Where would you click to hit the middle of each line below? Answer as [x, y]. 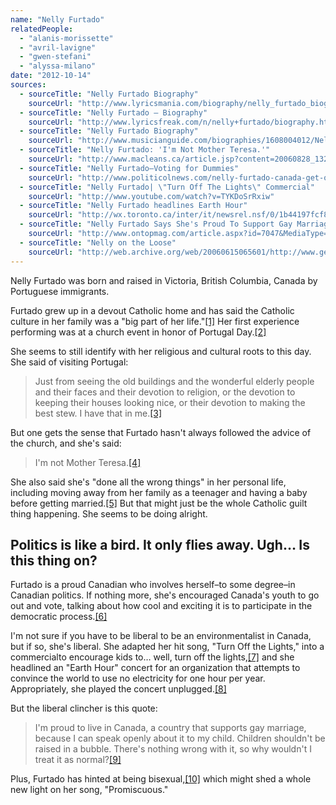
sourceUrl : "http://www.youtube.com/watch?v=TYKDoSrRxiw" [151, 196]
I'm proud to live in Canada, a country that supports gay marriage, [170, 728]
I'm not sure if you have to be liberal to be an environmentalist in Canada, [161, 636]
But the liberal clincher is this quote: [84, 708]
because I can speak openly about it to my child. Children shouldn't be [180, 738]
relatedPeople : [42, 29]
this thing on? [54, 560]
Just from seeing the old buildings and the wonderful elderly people [174, 381]
